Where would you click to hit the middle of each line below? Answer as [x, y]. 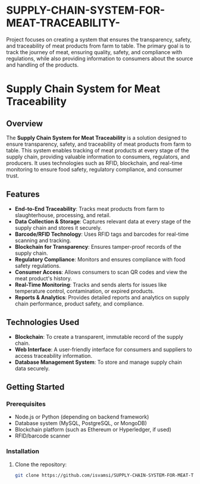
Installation [23, 451]
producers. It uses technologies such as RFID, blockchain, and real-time [94, 163]
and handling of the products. [43, 65]
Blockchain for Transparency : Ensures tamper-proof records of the [98, 246]
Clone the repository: [41, 464]
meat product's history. [43, 278]
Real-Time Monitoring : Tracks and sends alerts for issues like [91, 285]
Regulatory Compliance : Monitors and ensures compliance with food [100, 259]
